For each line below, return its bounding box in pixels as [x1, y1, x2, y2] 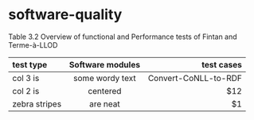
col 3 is [12, 72, 40, 83]
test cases [201, 59, 243, 70]
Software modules [68, 59, 141, 70]
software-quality [8, 6, 123, 24]
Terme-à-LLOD [8, 40, 58, 49]
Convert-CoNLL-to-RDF [147, 72, 243, 83]
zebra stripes [12, 98, 62, 109]
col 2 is [12, 85, 40, 96]
